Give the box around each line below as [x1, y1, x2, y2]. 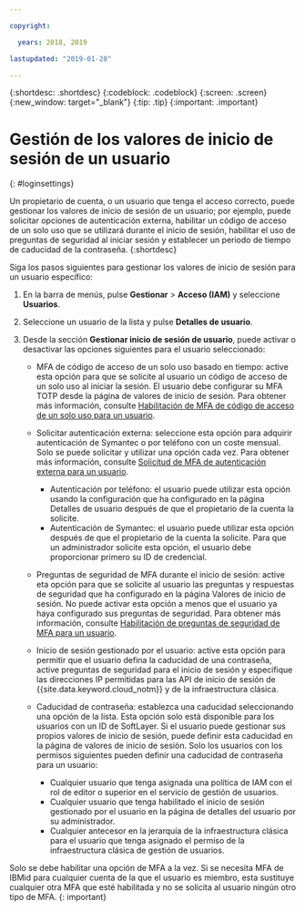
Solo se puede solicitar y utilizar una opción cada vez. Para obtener [36, 447, 290, 458]
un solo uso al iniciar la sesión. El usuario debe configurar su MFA [36, 381, 283, 392]
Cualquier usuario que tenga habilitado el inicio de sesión [49, 796, 266, 807]
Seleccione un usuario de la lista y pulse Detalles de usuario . [22, 316, 253, 328]
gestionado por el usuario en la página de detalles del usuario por [49, 806, 297, 817]
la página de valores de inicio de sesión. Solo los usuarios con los [36, 740, 283, 752]
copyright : [9, 21, 51, 30]
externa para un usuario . [36, 466, 129, 477]
